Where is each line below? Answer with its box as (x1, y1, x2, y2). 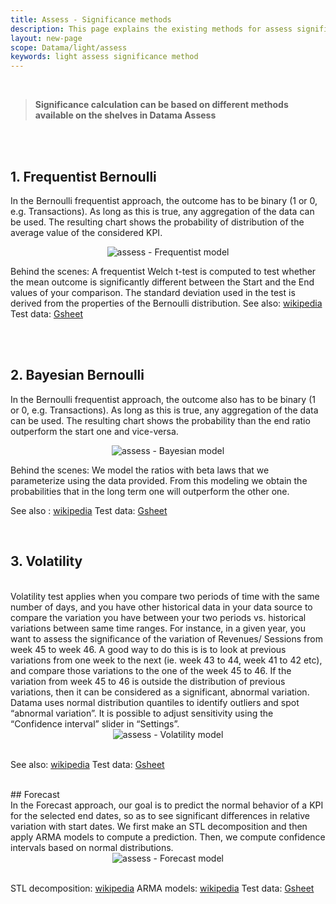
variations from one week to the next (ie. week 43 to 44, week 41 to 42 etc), (10, 654, 323, 666)
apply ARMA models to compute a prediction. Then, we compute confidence (10, 831, 326, 843)
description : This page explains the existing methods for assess (10, 24, 293, 34)
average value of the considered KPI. (10, 226, 163, 238)
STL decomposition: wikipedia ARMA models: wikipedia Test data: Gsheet (10, 882, 315, 894)
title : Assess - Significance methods (10, 14, 172, 25)
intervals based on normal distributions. (10, 841, 174, 853)
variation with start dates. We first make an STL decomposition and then (10, 820, 308, 832)
